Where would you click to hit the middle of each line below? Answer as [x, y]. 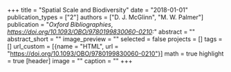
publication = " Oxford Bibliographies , [60, 24]
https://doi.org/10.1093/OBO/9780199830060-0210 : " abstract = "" [101, 32]
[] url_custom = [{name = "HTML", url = [63, 46]
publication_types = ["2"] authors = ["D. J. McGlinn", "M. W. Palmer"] [105, 17]
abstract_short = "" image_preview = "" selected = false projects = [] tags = [115, 39]
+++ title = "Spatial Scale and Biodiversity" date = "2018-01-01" [98, 10]
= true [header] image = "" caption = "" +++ [70, 61]
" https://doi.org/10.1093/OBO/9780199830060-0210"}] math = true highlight [115, 53]
